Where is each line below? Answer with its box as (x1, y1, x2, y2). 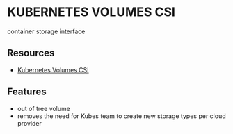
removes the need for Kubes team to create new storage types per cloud (17, 112, 226, 120)
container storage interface (7, 27, 86, 35)
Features (7, 86, 47, 98)
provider (17, 119, 42, 127)
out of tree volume (17, 104, 71, 112)
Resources (7, 47, 55, 59)
